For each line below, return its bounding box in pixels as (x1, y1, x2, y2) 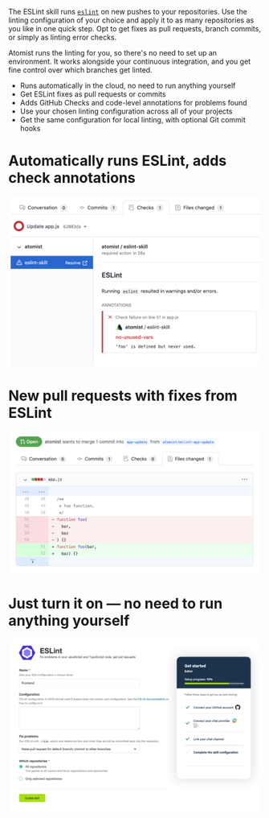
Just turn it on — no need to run (8, 595, 223, 613)
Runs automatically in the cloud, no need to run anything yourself (19, 81, 236, 90)
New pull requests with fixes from (8, 386, 238, 405)
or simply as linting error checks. (8, 32, 117, 42)
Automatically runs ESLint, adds (8, 152, 227, 170)
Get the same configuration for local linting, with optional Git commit (19, 115, 247, 124)
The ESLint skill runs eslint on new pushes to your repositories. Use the (8, 7, 247, 16)
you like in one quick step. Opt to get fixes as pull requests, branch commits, (8, 24, 261, 33)
